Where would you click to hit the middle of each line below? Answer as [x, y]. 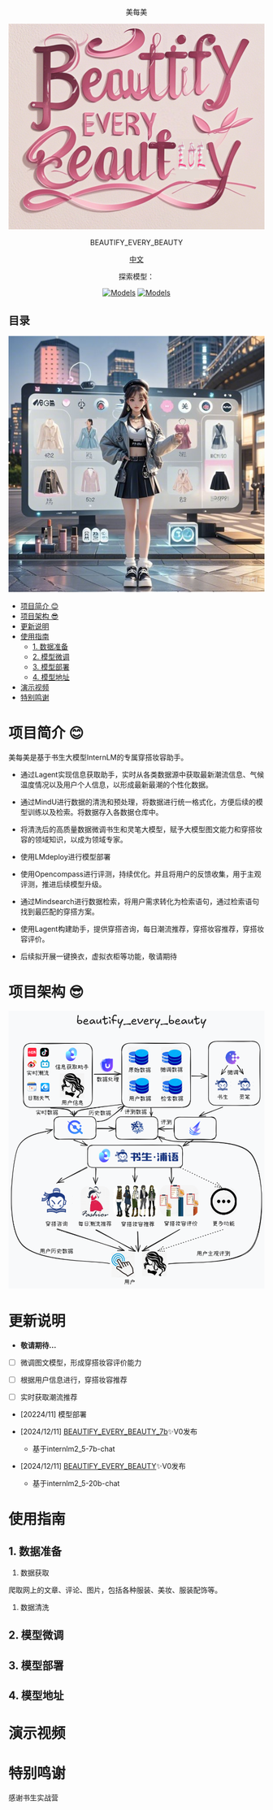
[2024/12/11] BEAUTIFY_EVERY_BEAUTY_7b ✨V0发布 [108, 1431]
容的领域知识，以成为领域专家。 [74, 840]
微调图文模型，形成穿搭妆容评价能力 [81, 1362]
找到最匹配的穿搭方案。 [59, 911]
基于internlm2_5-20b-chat [76, 1483]
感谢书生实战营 [33, 1798]
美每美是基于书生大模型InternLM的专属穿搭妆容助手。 [98, 757]
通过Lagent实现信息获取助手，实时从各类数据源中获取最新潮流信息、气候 [142, 775]
